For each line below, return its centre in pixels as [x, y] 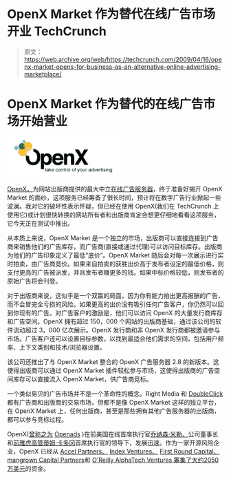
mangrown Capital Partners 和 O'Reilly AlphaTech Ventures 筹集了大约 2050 [113, 460]
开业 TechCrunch [57, 31]
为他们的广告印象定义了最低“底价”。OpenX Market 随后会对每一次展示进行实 [115, 255]
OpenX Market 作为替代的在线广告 [105, 104]
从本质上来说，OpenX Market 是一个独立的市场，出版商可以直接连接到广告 [113, 237]
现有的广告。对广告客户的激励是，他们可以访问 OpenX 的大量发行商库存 [121, 312]
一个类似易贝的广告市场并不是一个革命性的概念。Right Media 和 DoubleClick [115, 394]
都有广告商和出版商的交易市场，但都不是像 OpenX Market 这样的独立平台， [114, 402]
